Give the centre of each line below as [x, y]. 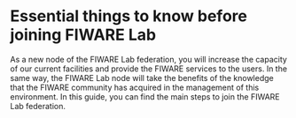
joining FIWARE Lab [83, 35]
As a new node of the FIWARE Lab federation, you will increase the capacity [148, 59]
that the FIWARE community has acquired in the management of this [135, 87]
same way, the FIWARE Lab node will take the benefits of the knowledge [142, 77]
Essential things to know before [129, 16]
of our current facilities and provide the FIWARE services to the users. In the [148, 69]
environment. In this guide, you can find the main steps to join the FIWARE [145, 96]
